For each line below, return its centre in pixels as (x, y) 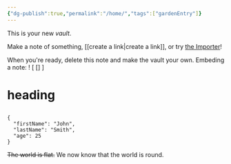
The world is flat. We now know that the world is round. (86, 155)
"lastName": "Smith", (44, 130)
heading (31, 95)
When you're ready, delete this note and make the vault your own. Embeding (116, 60)
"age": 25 (27, 136)
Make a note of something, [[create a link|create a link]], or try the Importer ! (115, 46)
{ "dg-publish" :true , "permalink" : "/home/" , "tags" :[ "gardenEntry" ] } (104, 13)
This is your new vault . (39, 33)
